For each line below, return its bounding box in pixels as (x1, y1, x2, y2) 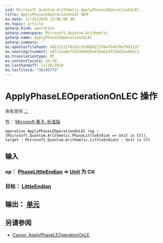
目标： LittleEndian (5, 183, 51, 190)
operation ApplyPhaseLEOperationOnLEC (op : (5, 128, 99, 134)
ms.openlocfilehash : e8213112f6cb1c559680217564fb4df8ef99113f (5, 44, 140, 49)
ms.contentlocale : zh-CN (5, 58, 57, 63)
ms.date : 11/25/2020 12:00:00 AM (5, 16, 75, 21)
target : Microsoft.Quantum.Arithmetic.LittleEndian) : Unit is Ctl (5, 137, 151, 142)
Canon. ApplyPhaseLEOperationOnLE (12, 232, 90, 238)
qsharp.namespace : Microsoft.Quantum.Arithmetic (5, 30, 108, 35)
